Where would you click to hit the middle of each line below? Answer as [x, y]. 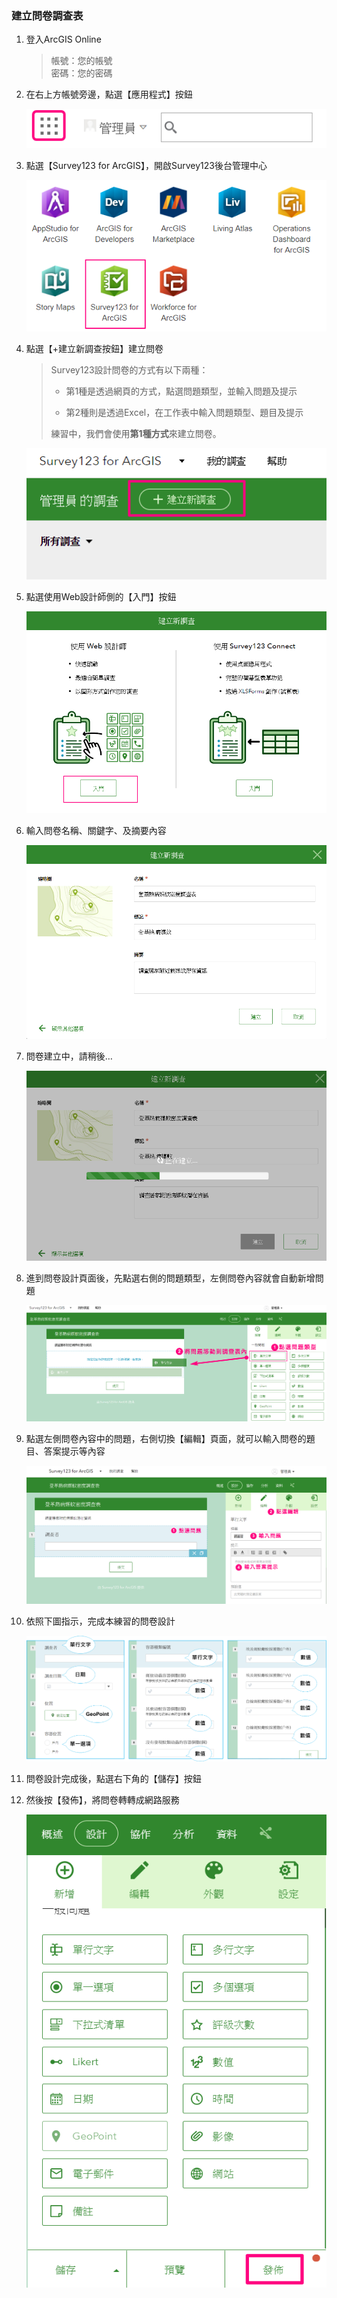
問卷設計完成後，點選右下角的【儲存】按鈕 [113, 1779]
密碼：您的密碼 [81, 73]
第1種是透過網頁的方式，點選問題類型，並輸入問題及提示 [181, 391]
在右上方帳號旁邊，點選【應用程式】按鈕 [109, 94]
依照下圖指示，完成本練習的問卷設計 [100, 1621]
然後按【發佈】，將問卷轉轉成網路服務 [102, 1800]
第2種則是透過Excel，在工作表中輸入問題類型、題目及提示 [184, 412]
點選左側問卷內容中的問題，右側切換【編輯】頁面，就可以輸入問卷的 [166, 1439]
